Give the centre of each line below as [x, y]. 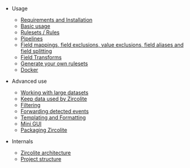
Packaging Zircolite [44, 130]
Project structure [41, 159]
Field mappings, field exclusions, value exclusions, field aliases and [102, 45]
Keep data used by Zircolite [54, 99]
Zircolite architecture [46, 153]
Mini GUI [31, 124]
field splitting [36, 51]
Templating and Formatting [53, 117]
